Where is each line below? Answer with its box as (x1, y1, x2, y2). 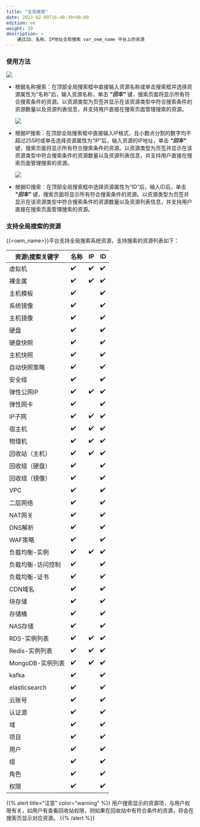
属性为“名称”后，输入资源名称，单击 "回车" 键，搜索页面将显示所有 (20, 91, 185, 98)
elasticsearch (9, 684, 47, 692)
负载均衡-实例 (9, 548, 49, 556)
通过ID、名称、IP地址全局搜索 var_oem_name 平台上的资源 (17, 36, 145, 42)
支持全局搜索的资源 (6, 222, 61, 231)
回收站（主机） (9, 449, 52, 458)
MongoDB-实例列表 (9, 659, 65, 667)
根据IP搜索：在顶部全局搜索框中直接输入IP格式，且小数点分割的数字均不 (14, 130, 192, 137)
